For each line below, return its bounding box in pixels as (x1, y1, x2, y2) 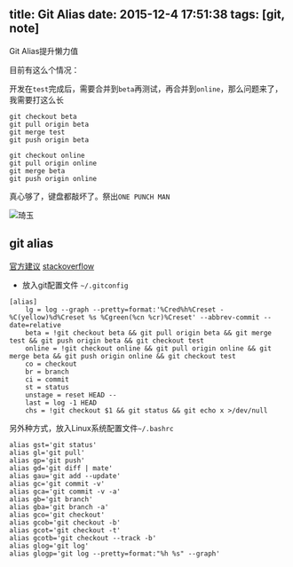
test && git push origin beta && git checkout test (9, 336, 204, 345)
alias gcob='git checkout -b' (9, 518, 122, 527)
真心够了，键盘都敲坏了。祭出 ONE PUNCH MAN (9, 191, 170, 201)
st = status (25, 382, 69, 391)
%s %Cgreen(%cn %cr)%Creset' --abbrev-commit (88, 312, 260, 322)
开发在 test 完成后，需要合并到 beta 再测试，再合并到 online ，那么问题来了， (9, 83, 283, 94)
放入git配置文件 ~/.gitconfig (21, 280, 129, 290)
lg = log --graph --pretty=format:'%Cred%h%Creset (25, 305, 217, 314)
